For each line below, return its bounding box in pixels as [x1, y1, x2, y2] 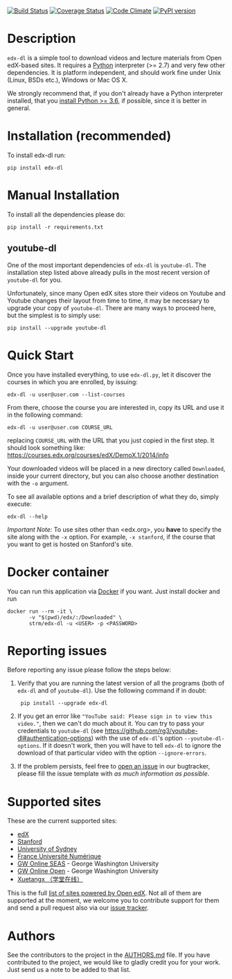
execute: [7, 499, 33, 508]
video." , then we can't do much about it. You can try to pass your [17, 719, 205, 728]
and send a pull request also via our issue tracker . [7, 904, 149, 912]
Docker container [7, 564, 109, 580]
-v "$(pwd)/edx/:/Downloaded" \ [28, 613, 123, 621]
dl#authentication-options [17, 734, 92, 742]
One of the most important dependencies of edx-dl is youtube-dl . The [7, 260, 206, 269]
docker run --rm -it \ [7, 608, 73, 615]
